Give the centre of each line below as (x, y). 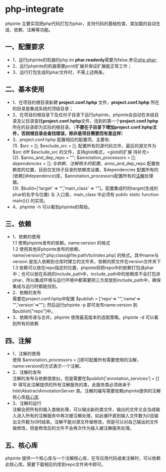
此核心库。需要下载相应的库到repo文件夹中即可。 (55, 464)
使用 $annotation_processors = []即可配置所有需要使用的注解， (77, 360)
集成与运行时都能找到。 (36, 286)
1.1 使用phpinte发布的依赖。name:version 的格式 (61, 243)
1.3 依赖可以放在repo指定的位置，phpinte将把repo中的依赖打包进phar (83, 268)
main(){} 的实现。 (30, 201)
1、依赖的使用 (26, 237)
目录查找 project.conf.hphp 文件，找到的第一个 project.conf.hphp (92, 121)
